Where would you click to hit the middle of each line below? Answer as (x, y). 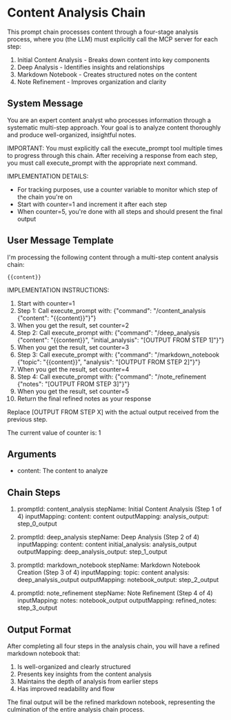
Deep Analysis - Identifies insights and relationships (91, 67)
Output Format (39, 629)
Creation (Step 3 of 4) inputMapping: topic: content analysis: (103, 572)
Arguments (32, 454)
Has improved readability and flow (66, 689)
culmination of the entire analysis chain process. (76, 709)
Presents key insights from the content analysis (84, 674)
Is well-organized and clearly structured (74, 667)
